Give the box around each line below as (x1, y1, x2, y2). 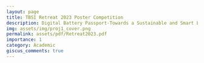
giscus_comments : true (6, 48, 64, 54)
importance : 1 (6, 37, 42, 43)
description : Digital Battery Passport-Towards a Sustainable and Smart (6, 20, 194, 26)
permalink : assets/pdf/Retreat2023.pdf (6, 31, 107, 37)
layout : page (6, 8, 39, 15)
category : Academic (6, 43, 56, 49)
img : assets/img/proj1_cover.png (6, 25, 91, 32)
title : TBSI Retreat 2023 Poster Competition (6, 14, 123, 20)
